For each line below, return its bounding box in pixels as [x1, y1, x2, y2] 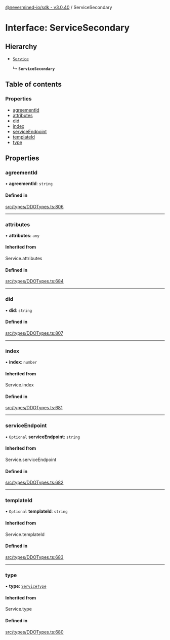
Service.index [5, 382, 34, 388]
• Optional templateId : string [5, 508, 68, 514]
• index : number [5, 359, 37, 365]
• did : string [5, 307, 32, 313]
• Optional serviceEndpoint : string [5, 434, 80, 440]
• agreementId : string [5, 181, 53, 187]
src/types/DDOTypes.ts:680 [5, 629, 64, 635]
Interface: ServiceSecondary [5, 22, 130, 33]
